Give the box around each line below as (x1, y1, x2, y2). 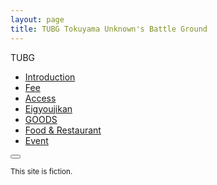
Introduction (24, 71, 76, 83)
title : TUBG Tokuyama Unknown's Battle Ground (10, 24, 208, 34)
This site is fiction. (10, 166, 73, 176)
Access (24, 92, 57, 104)
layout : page (10, 14, 65, 25)
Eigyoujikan (24, 102, 73, 115)
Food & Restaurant (24, 124, 102, 136)
